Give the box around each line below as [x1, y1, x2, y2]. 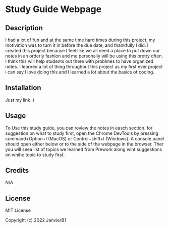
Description [5, 24, 43, 32]
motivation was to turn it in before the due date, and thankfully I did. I [5, 42, 149, 48]
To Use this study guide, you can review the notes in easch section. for [5, 125, 153, 131]
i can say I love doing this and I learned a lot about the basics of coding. [5, 69, 155, 75]
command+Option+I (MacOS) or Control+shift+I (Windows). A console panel [5, 135, 164, 141]
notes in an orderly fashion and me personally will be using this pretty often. [5, 53, 163, 59]
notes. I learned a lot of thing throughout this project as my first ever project [5, 64, 163, 69]
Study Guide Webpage [5, 4, 102, 15]
